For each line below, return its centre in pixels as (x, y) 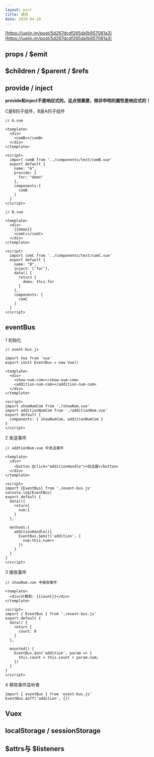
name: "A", (25, 168)
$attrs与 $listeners (35, 749)
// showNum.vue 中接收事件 (31, 582)
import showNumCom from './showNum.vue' (48, 406)
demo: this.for (39, 282)
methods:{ (20, 527)
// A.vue (14, 120)
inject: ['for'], (32, 269)
